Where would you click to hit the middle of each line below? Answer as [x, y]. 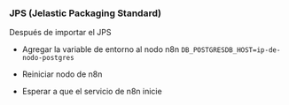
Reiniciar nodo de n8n [62, 74]
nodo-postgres [48, 58]
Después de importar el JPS [60, 33]
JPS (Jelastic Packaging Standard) [86, 13]
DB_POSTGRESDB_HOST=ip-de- [231, 50]
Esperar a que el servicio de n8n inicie [92, 92]
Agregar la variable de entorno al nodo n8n [101, 49]
